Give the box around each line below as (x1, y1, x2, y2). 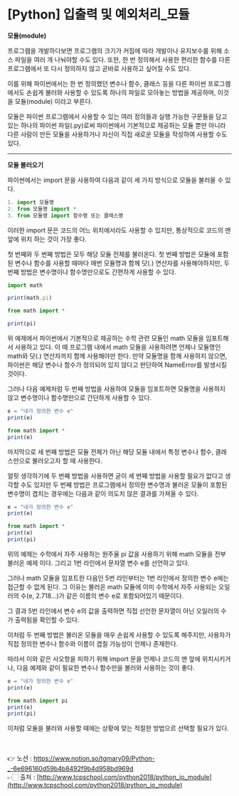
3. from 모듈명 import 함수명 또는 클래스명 (7, 212, 124, 219)
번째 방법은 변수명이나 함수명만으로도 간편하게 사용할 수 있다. (7, 267, 176, 276)
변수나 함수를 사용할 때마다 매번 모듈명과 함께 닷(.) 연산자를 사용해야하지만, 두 (14, 259, 230, 267)
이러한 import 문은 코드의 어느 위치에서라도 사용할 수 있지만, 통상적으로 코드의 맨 (7, 225, 231, 235)
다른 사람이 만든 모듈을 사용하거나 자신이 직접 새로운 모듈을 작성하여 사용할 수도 (7, 129, 228, 139)
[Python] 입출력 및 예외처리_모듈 (7, 6, 190, 23)
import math (7, 281, 43, 289)
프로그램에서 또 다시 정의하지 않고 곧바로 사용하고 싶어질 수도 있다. (7, 64, 191, 72)
